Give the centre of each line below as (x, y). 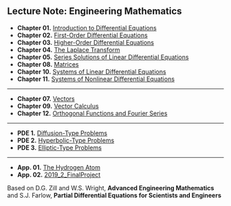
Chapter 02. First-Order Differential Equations (82, 35)
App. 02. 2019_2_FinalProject (59, 174)
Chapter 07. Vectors (46, 98)
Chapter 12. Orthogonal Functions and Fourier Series (92, 113)
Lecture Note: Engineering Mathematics (95, 11)
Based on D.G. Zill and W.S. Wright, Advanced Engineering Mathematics (111, 187)
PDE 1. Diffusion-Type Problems (62, 133)
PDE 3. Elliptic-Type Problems (59, 148)
